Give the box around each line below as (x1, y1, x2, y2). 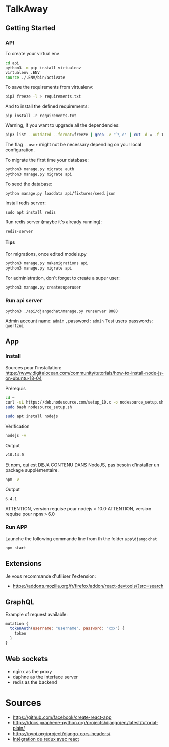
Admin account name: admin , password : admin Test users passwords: (5, 318, 153, 324)
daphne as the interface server (12, 674, 78, 680)
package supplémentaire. (5, 467, 59, 473)
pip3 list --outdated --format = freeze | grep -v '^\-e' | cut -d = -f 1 (5, 132, 164, 138)
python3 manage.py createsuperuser (5, 284, 81, 290)
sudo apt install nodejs (5, 414, 58, 419)
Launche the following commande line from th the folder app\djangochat (5, 535, 157, 542)
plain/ (12, 725, 25, 731)
